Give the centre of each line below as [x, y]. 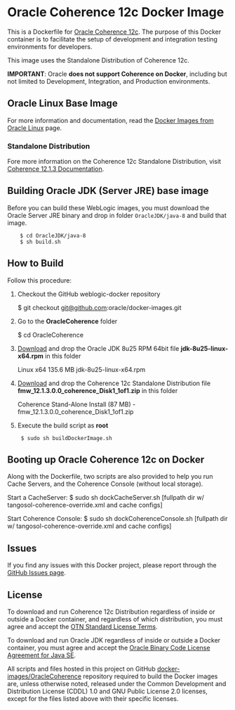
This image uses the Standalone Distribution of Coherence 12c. [98, 60]
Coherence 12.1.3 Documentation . [56, 169]
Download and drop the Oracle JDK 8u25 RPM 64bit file [98, 348]
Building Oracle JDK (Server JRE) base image [108, 191]
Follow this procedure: [40, 280]
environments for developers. [50, 46]
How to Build [36, 263]
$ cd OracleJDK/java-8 [53, 235]
